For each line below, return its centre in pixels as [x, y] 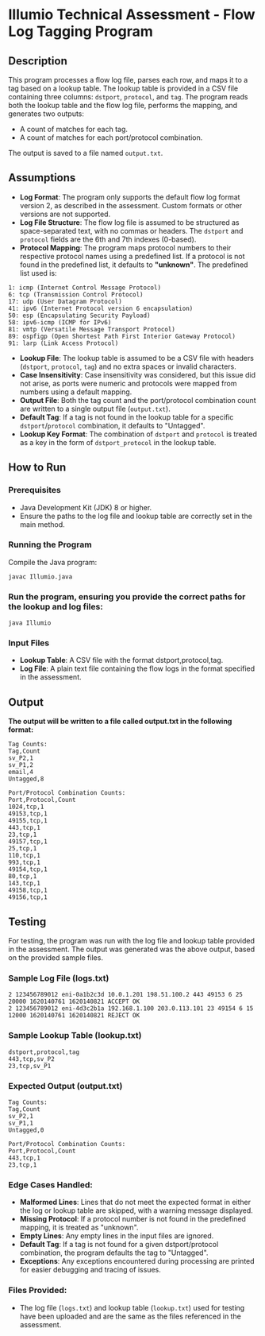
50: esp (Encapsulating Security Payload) [79, 316]
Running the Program [50, 544]
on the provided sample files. [56, 958]
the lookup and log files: [56, 606]
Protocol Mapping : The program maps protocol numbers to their [125, 247]
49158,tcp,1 [28, 891]
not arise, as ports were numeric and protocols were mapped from [128, 383]
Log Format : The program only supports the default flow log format [130, 197]
